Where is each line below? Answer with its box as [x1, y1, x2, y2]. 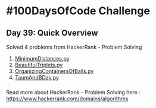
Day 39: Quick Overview [6, 28, 98, 38]
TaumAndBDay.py [14, 74, 60, 81]
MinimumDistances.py [14, 55, 70, 62]
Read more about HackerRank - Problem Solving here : [6, 88, 141, 96]
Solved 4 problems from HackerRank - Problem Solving [6, 43, 142, 50]
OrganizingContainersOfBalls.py [14, 68, 94, 75]
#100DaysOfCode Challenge [6, 4, 151, 18]
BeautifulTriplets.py [14, 61, 63, 68]
